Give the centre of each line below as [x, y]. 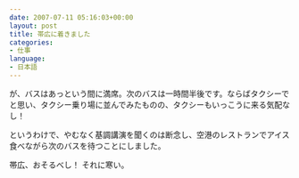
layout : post [33, 26]
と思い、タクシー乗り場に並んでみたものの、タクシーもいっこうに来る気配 [146, 104]
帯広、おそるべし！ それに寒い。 [69, 165]
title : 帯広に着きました [50, 34]
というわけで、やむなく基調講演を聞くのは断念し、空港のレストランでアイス [149, 134]
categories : [31, 42]
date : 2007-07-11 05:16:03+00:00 [71, 17]
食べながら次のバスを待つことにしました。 [87, 146]
